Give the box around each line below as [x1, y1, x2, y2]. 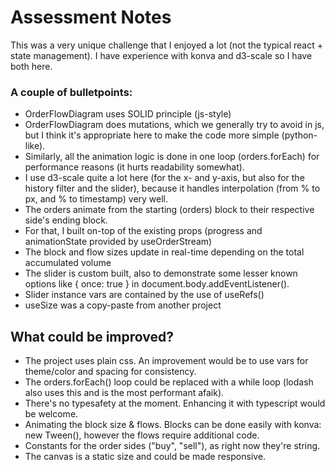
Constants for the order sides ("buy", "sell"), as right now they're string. [24, 440, 321, 452]
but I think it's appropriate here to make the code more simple [24, 129, 280, 141]
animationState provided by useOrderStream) [24, 236, 213, 248]
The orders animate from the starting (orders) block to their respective [24, 204, 315, 216]
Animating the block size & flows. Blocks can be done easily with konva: [24, 419, 322, 431]
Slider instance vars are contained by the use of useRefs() [24, 289, 265, 301]
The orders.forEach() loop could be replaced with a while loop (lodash [24, 376, 314, 388]
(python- [281, 129, 318, 141]
